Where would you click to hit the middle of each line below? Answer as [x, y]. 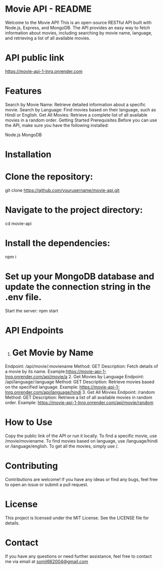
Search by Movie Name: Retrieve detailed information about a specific [75, 104]
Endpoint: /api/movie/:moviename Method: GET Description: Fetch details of [82, 366]
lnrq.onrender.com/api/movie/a [36, 376]
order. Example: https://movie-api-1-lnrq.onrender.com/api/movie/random [79, 402]
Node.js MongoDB [23, 135]
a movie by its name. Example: [36, 371]
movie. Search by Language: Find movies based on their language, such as [81, 110]
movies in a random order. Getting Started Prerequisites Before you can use [81, 120]
